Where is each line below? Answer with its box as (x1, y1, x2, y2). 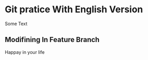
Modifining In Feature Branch (5, 35, 100, 44)
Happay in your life (5, 49, 45, 55)
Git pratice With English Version (5, 4, 143, 15)
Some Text (5, 21, 28, 27)
